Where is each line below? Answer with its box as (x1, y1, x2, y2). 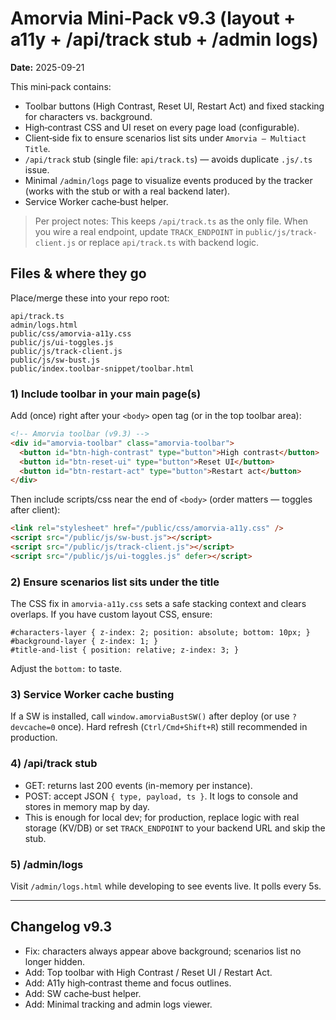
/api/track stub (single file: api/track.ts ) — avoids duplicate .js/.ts (24, 153, 313, 165)
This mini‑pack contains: (10, 80, 112, 92)
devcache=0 (10, 723, 56, 733)
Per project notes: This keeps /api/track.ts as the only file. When (34, 215, 309, 227)
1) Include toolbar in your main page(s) (10, 387, 202, 401)
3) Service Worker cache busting (10, 688, 175, 702)
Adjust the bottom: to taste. (10, 663, 123, 675)
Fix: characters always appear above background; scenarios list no (24, 945, 302, 957)
